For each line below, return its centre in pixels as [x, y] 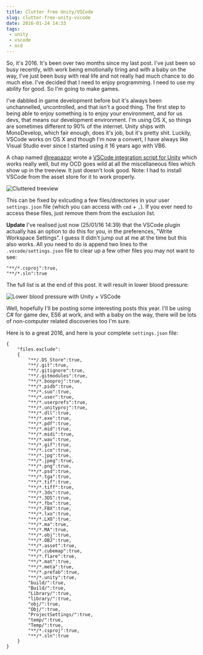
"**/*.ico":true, [50, 450]
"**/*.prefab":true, [54, 572]
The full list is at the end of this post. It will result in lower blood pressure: [98, 284]
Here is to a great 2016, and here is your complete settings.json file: [92, 333]
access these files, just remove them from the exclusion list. [81, 213]
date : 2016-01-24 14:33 [36, 23]
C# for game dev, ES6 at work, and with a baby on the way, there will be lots [101, 314]
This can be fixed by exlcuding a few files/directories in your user [88, 200]
